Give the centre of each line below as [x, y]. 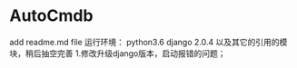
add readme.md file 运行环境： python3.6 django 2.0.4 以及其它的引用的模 [148, 42]
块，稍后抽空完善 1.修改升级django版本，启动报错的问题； [118, 53]
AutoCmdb [51, 16]
